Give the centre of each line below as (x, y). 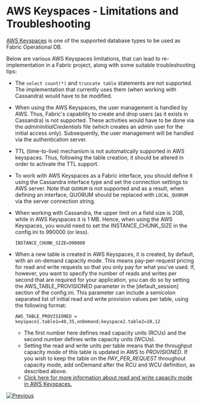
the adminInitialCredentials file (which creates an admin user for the (99, 126)
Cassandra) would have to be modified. (64, 96)
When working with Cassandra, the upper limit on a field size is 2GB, (100, 212)
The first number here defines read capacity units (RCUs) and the (105, 333)
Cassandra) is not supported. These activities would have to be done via (104, 120)
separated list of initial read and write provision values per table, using (102, 298)
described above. (46, 371)
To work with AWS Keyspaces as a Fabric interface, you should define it (104, 175)
